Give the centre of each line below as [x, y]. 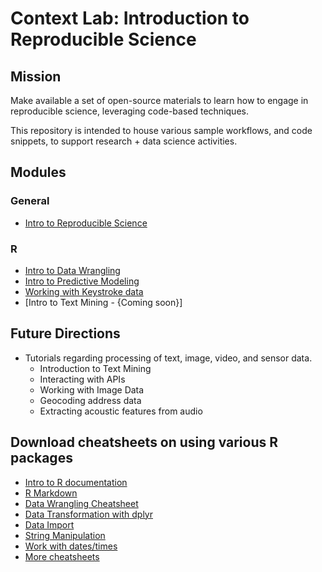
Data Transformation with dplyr [88, 514]
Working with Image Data [92, 389]
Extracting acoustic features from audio [121, 411]
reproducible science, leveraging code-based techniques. [129, 111]
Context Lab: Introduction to [130, 18]
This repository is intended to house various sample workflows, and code [161, 130]
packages [41, 458]
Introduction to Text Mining [95, 368]
